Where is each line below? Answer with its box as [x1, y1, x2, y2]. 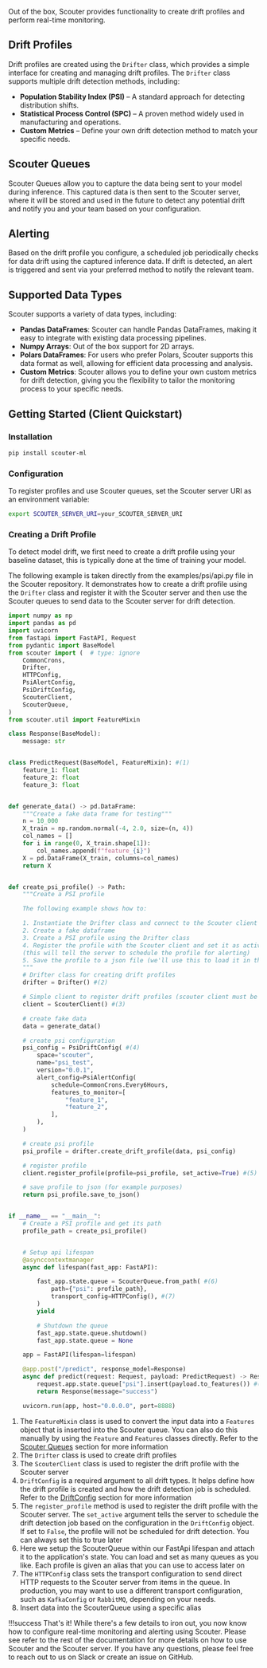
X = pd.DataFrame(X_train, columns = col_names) [22, 854, 180, 862]
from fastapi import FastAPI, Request [8, 634, 137, 642]
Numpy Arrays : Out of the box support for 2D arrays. [19, 342, 195, 352]
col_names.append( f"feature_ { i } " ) [37, 847, 151, 855]
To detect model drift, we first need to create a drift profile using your [8, 547, 235, 557]
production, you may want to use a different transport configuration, [19, 1586, 243, 1595]
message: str [22, 738, 66, 745]
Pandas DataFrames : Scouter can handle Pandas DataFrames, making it [19, 325, 257, 334]
